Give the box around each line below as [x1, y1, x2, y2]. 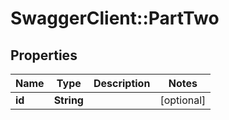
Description [93, 77, 151, 90]
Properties [10, 47, 78, 64]
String [53, 93, 84, 107]
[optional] [159, 93, 207, 107]
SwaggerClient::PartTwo [10, 7, 220, 30]
